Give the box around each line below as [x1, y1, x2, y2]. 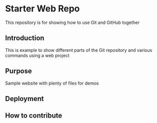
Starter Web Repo [5, 3, 80, 14]
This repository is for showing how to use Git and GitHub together [5, 19, 140, 25]
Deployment [5, 94, 44, 103]
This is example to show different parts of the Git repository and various [5, 47, 153, 53]
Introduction [5, 34, 45, 42]
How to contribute [5, 112, 63, 120]
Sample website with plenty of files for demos [5, 80, 99, 86]
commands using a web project [5, 52, 70, 58]
